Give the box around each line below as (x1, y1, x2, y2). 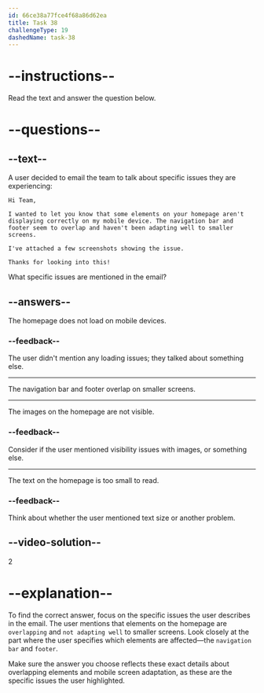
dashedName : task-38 (8, 33, 76, 42)
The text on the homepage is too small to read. (8, 475, 159, 485)
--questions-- (8, 121, 101, 138)
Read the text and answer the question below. (8, 94, 156, 103)
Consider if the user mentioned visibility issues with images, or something (8, 444, 247, 454)
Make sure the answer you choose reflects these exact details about (8, 658, 229, 669)
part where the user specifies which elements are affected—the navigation (8, 635, 251, 645)
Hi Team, (8, 197, 37, 205)
